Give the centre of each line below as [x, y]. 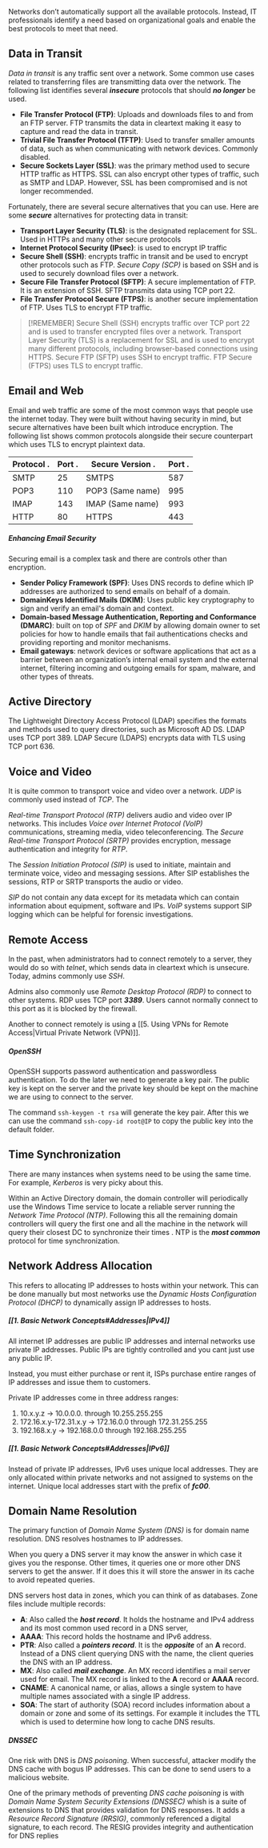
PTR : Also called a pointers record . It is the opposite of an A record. [133, 1645]
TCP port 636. [32, 746]
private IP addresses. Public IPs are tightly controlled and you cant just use [132, 1349]
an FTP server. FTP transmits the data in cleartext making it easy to [130, 123]
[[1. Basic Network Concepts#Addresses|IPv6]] [89, 1448]
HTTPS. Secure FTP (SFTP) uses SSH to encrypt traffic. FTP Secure [140, 357]
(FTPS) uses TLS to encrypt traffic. [85, 365]
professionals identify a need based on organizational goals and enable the [132, 20]
